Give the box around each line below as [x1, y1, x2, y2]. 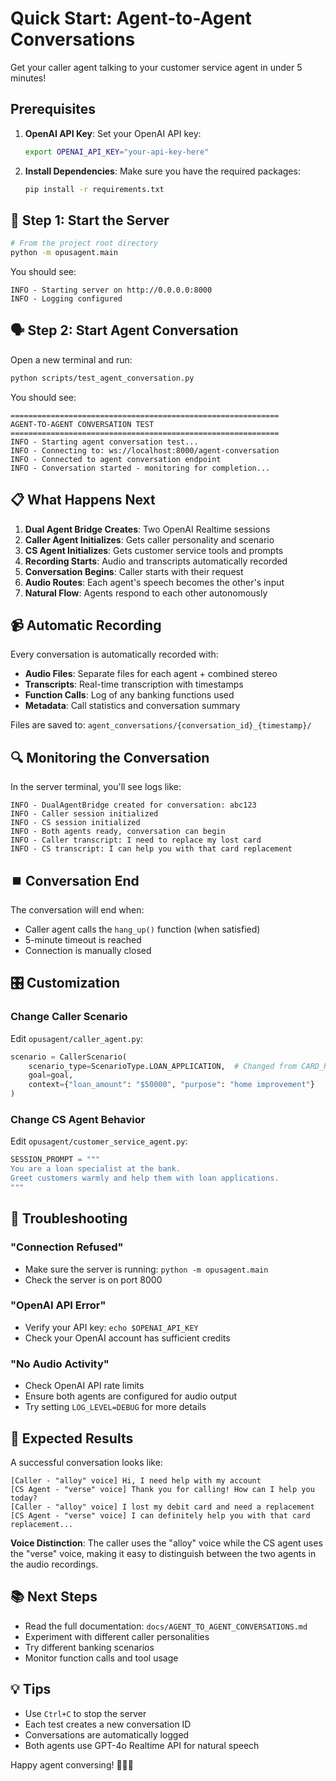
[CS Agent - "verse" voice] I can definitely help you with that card [10, 1510, 311, 1521]
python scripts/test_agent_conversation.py [10, 373, 195, 383]
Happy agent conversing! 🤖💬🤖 [10, 1758, 134, 1771]
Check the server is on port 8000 [24, 1273, 163, 1286]
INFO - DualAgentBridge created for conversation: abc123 [10, 800, 257, 811]
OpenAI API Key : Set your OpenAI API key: [24, 127, 202, 139]
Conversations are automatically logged [24, 1728, 190, 1741]
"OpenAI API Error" [10, 1298, 107, 1312]
